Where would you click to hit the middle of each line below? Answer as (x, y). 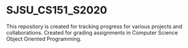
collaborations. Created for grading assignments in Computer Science (92, 32)
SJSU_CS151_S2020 (57, 10)
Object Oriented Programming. (44, 39)
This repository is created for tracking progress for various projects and (94, 26)
